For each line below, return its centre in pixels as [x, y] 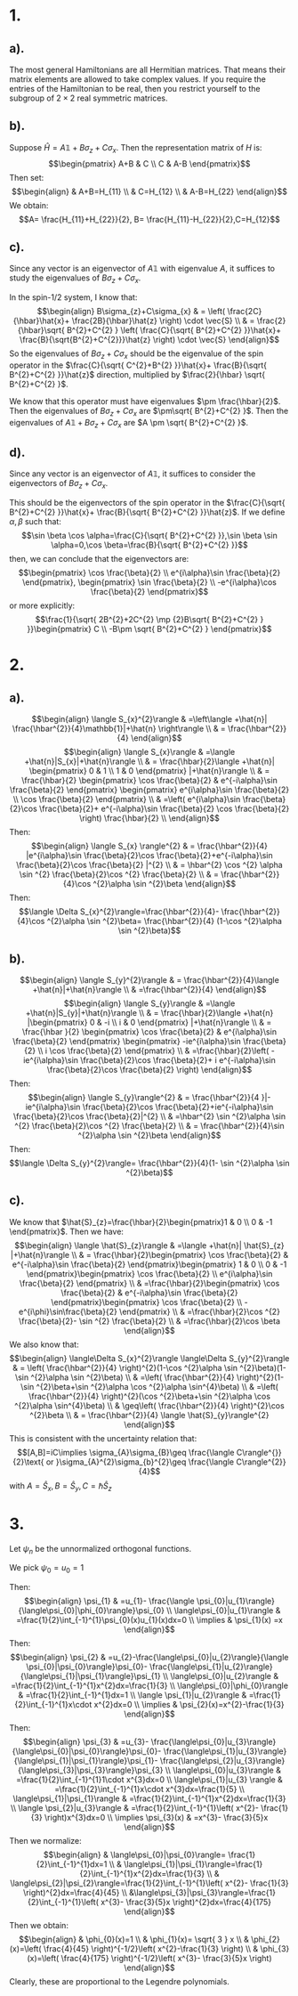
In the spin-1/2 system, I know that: [73, 297]
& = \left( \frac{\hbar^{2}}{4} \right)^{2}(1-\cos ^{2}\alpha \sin [125, 1367]
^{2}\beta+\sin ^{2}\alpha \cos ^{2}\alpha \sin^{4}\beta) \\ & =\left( [157, 1386]
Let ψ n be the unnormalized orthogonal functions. [101, 1550]
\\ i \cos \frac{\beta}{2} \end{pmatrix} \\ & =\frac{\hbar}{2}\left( [153, 1051]
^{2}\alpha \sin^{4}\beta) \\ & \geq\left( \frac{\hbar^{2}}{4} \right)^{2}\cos [149, 1405]
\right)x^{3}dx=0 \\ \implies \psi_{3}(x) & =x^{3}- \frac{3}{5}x [156, 1818]
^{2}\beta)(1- [263, 1367]
